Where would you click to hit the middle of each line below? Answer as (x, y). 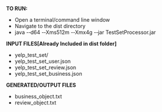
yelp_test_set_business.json (48, 74)
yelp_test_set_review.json (45, 67)
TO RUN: (17, 9)
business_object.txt (38, 96)
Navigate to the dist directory (50, 26)
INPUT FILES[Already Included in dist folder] (61, 44)
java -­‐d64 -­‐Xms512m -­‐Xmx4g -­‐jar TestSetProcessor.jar (85, 32)
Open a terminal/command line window (62, 20)
